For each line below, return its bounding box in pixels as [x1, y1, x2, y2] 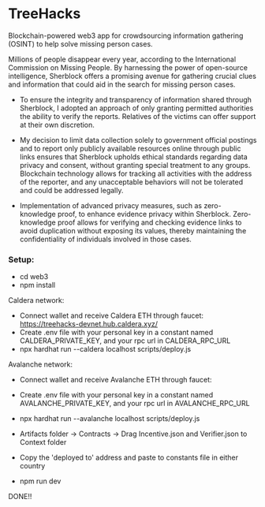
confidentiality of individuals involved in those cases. [19, 234, 192, 244]
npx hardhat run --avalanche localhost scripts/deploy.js [19, 414, 200, 423]
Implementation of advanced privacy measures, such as [19, 200, 203, 210]
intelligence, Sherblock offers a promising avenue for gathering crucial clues [8, 71, 256, 80]
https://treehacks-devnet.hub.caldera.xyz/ [19, 319, 159, 329]
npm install [19, 281, 56, 290]
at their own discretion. [19, 120, 95, 129]
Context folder [19, 438, 67, 447]
